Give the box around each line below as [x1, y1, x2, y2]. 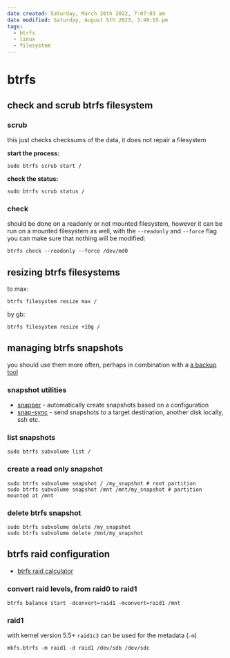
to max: [7, 284, 29, 293]
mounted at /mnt [7, 492, 54, 499]
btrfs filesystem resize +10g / [7, 323, 100, 330]
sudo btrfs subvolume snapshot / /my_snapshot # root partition [7, 480, 196, 487]
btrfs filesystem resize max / [7, 298, 97, 304]
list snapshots [7, 433, 56, 443]
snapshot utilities [7, 385, 67, 394]
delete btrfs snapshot [7, 508, 82, 518]
